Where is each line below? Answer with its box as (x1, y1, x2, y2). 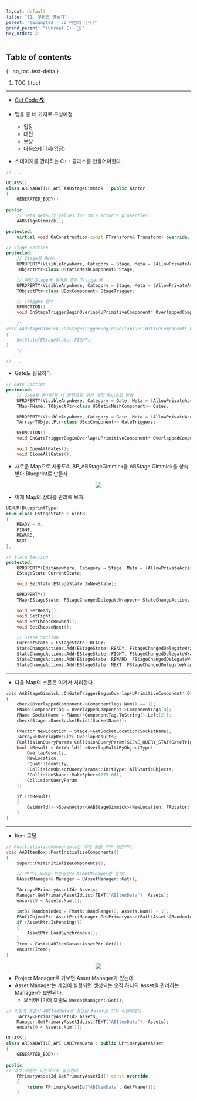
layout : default (6, 8, 46, 15)
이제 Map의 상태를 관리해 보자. (14, 494, 85, 501)
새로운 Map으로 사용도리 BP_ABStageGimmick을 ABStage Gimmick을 (14, 462, 178, 470)
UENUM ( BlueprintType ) (6, 505, 59, 511)
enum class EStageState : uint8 (6, 511, 85, 516)
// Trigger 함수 (16, 299, 54, 305)
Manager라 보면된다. (14, 989, 63, 996)
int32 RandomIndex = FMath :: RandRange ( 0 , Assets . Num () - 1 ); (16, 908, 169, 914)
